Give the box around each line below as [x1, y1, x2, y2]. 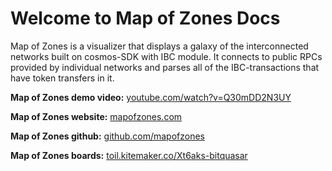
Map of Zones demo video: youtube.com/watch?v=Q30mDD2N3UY [10, 91, 292, 103]
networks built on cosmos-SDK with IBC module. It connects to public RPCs [10, 50, 323, 62]
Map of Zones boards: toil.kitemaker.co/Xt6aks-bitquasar [10, 149, 248, 161]
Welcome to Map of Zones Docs [10, 7, 281, 30]
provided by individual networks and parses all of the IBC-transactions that [10, 61, 320, 73]
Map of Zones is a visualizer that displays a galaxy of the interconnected [10, 40, 309, 52]
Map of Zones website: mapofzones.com [10, 110, 183, 122]
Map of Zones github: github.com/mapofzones [10, 130, 205, 142]
